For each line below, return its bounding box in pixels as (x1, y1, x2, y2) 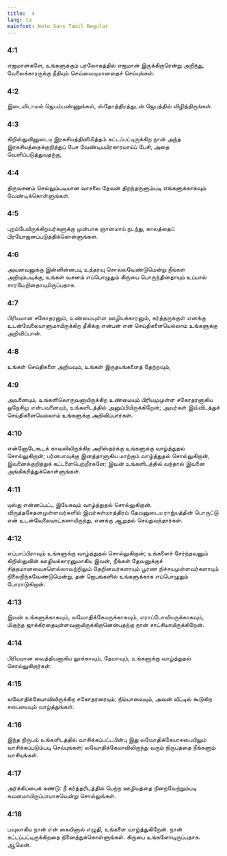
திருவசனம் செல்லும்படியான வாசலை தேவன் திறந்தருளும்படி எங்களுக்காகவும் (7, 183, 206, 192)
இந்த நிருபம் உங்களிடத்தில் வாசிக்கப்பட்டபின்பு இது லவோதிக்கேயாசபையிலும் (7, 735, 207, 744)
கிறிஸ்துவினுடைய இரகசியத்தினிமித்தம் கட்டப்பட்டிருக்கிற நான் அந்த (7, 135, 181, 143)
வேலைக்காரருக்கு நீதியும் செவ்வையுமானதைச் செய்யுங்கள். (7, 69, 155, 77)
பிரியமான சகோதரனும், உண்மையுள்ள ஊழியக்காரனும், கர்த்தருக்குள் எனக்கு (7, 313, 206, 322)
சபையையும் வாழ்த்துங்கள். (7, 702, 75, 711)
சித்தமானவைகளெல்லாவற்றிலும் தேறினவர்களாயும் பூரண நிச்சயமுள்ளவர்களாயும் (7, 564, 219, 573)
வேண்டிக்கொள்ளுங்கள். (7, 191, 70, 200)
